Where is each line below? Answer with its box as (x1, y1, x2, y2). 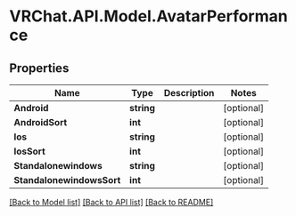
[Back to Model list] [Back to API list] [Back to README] (9, 197, 214, 207)
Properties (9, 60, 70, 76)
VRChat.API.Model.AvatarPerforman (9, 6, 288, 27)
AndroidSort (13, 116, 68, 128)
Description (163, 87, 215, 99)
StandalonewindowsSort (13, 174, 121, 186)
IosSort (13, 145, 46, 157)
